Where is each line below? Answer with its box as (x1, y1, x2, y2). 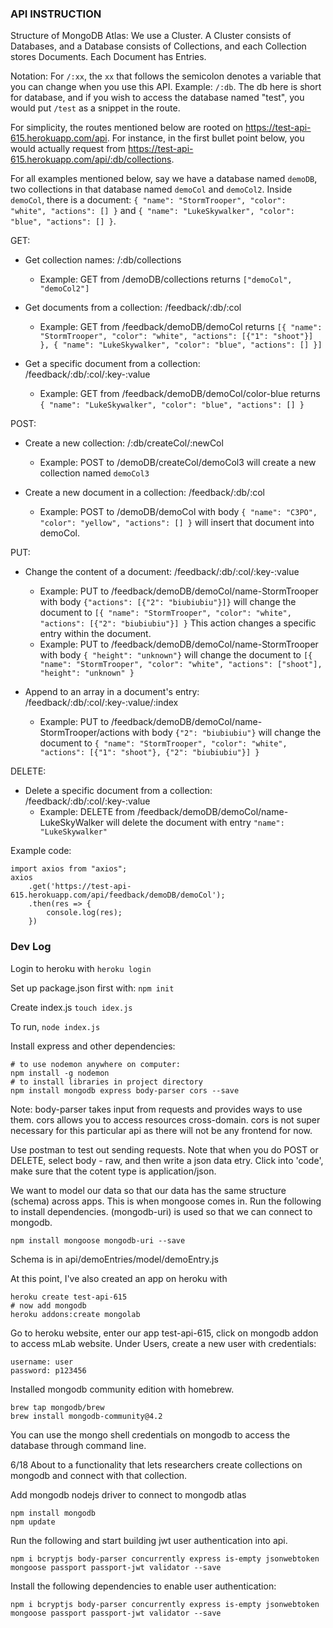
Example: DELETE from (39, 806, 135, 818)
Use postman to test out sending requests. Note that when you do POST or (10, 1143, 319, 1156)
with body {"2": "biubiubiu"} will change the (131, 727, 322, 739)
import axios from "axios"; (10, 864, 128, 874)
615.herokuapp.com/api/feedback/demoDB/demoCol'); (10, 890, 226, 901)
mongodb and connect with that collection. (10, 1469, 188, 1481)
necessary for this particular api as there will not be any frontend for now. (10, 1124, 313, 1136)
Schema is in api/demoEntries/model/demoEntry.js (10, 1253, 219, 1265)
